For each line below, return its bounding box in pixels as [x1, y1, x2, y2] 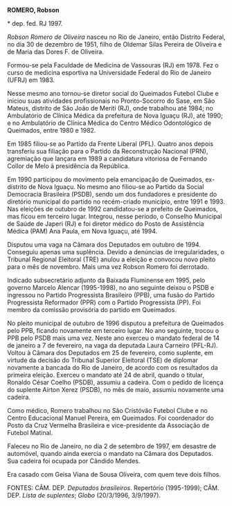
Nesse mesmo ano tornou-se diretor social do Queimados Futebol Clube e [7, 90, 220, 97]
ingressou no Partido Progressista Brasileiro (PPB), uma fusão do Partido [7, 291, 215, 299]
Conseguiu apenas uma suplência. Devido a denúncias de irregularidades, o [7, 248, 225, 256]
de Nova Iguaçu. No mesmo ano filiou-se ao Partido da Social [28, 183, 204, 190]
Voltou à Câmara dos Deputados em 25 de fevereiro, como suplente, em [7, 349, 213, 357]
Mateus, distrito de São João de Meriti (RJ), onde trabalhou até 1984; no [7, 104, 213, 112]
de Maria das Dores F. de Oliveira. [7, 48, 104, 56]
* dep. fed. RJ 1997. [7, 19, 63, 27]
